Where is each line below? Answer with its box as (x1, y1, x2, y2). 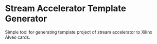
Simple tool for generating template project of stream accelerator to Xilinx (5, 29, 153, 35)
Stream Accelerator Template (5, 3, 126, 14)
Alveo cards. (5, 34, 31, 40)
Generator (5, 13, 47, 24)
